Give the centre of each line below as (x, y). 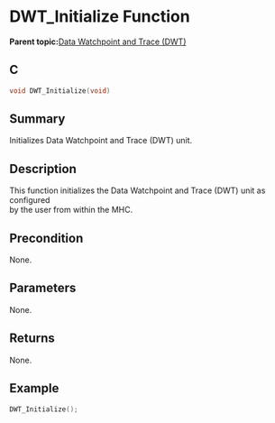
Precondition (46, 238)
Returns (32, 339)
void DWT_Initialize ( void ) (60, 91)
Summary (37, 119)
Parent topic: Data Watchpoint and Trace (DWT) (98, 41)
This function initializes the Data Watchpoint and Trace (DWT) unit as (137, 190)
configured (30, 200)
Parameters (43, 288)
